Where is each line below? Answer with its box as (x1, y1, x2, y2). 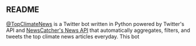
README (6, 5, 39, 15)
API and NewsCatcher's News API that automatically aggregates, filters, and (6, 27, 191, 34)
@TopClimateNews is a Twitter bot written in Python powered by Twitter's (6, 20, 185, 27)
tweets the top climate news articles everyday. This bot (6, 32, 140, 40)
